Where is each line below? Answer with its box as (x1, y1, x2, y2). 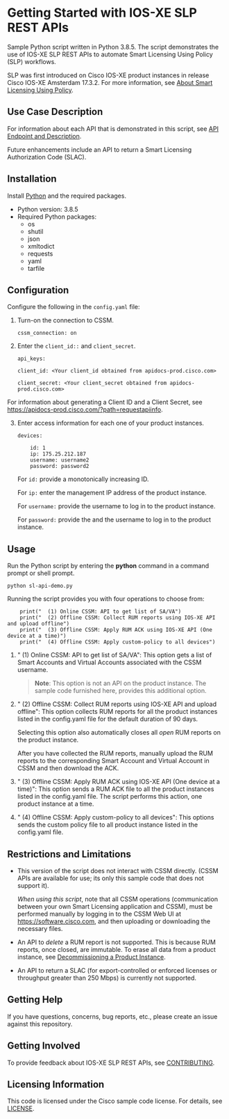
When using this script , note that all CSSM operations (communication (17, 895, 219, 903)
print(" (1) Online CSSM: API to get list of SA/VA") (19, 608, 182, 616)
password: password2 (30, 463, 90, 470)
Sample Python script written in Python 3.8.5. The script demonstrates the (7, 42, 219, 51)
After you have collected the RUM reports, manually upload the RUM (17, 749, 214, 758)
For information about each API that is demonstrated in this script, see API (7, 124, 219, 133)
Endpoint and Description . (7, 132, 82, 140)
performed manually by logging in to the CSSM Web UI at (17, 910, 182, 918)
